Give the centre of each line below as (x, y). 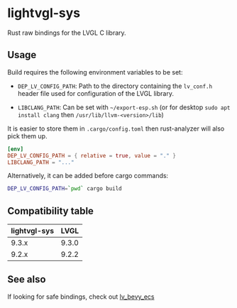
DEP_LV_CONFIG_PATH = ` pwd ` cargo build (65, 189)
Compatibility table (51, 211)
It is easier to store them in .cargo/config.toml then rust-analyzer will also (116, 128)
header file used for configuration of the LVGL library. (95, 93)
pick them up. (27, 136)
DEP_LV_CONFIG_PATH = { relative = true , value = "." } (92, 155)
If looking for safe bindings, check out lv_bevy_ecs (81, 297)
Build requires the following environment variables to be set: (95, 72)
